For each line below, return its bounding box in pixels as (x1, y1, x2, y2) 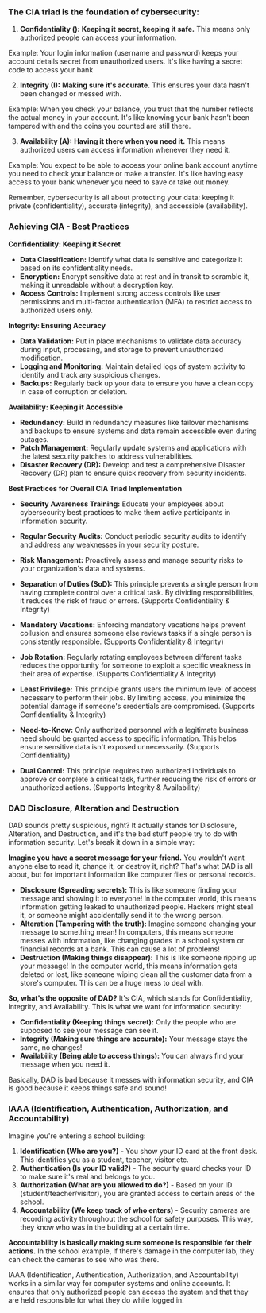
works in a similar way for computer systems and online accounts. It (8, 1279, 231, 1288)
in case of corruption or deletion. (19, 386, 128, 396)
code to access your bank (8, 65, 94, 75)
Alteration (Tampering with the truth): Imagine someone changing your (19, 919, 256, 928)
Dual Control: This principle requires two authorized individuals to (19, 765, 236, 775)
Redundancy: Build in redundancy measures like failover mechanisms (19, 417, 249, 427)
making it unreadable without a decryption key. (19, 280, 174, 289)
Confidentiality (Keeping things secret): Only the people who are (19, 1017, 237, 1027)
